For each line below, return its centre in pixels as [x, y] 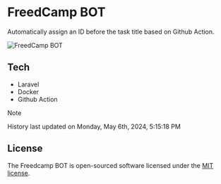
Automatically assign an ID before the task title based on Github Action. [111, 32]
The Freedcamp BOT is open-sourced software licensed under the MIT [110, 165]
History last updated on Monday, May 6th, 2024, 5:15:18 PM [94, 126]
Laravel [28, 84]
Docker [28, 91]
